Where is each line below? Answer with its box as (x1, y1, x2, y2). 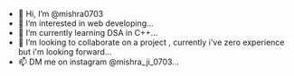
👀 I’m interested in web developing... (17, 18, 154, 29)
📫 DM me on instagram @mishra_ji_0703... (17, 56, 179, 67)
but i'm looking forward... (17, 46, 112, 57)
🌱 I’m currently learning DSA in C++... (17, 28, 158, 38)
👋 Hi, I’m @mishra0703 (17, 9, 104, 19)
